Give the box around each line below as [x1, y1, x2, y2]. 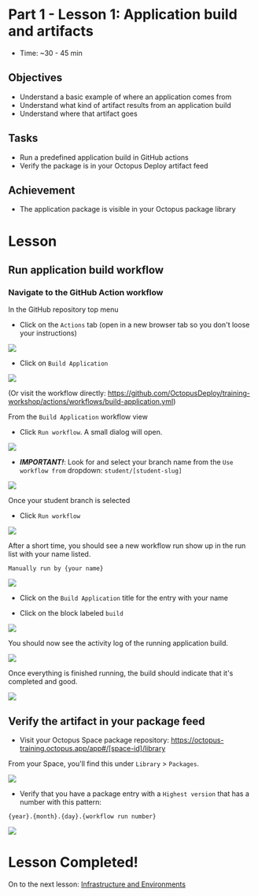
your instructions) [19, 328, 77, 338]
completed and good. [8, 677, 78, 687]
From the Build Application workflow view [8, 412, 148, 422]
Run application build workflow [8, 263, 164, 276]
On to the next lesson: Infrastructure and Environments [8, 879, 186, 889]
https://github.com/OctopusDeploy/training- [107, 388, 250, 398]
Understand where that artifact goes [19, 109, 138, 118]
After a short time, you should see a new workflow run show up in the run [8, 541, 246, 550]
